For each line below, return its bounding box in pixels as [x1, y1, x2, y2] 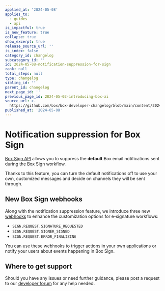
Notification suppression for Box [5, 129, 141, 140]
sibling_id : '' [5, 80, 36, 85]
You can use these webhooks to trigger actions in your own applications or [5, 243, 157, 249]
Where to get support [5, 262, 72, 271]
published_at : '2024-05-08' [5, 108, 63, 113]
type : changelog [5, 76, 38, 81]
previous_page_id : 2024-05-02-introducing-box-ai [5, 94, 109, 99]
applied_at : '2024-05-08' [5, 7, 58, 12]
